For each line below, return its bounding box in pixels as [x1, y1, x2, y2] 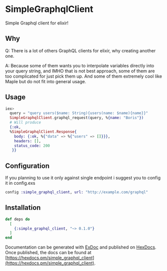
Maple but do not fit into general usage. [5, 78, 86, 84]
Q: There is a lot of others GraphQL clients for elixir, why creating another [5, 47, 156, 53]
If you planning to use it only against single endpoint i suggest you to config [5, 175, 161, 181]
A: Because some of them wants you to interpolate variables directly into [5, 62, 155, 68]
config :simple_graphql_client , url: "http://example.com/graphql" [5, 190, 149, 195]
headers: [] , [14, 138, 41, 143]
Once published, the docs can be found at [5, 250, 92, 256]
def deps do [5, 217, 30, 222]
